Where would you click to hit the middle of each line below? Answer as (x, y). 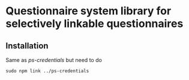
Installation (27, 46)
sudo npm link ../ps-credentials (47, 71)
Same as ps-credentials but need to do (54, 60)
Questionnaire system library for (88, 11)
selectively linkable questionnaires (94, 24)
